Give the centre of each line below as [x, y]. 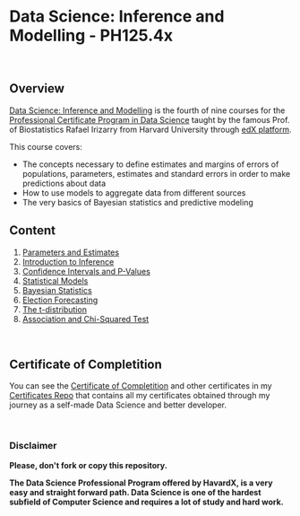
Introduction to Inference [68, 261]
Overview [37, 88]
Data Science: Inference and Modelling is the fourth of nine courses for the [147, 110]
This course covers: [46, 146]
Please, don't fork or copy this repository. [88, 465]
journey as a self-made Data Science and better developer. [118, 405]
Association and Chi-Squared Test [86, 319]
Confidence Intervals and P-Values [86, 271]
